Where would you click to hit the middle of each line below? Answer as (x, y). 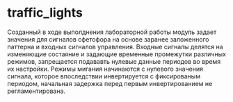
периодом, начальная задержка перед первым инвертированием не (110, 83)
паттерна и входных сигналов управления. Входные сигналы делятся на (115, 46)
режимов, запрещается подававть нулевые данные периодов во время (114, 61)
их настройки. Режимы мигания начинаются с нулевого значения (105, 69)
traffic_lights (45, 13)
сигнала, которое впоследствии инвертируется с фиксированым (104, 76)
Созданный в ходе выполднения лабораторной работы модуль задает (112, 32)
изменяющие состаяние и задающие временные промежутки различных (116, 54)
